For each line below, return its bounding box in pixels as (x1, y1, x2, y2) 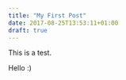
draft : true (8, 26, 48, 34)
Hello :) (8, 63, 32, 73)
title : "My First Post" (8, 11, 87, 20)
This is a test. (8, 48, 52, 58)
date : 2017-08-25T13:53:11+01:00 (8, 19, 119, 27)
